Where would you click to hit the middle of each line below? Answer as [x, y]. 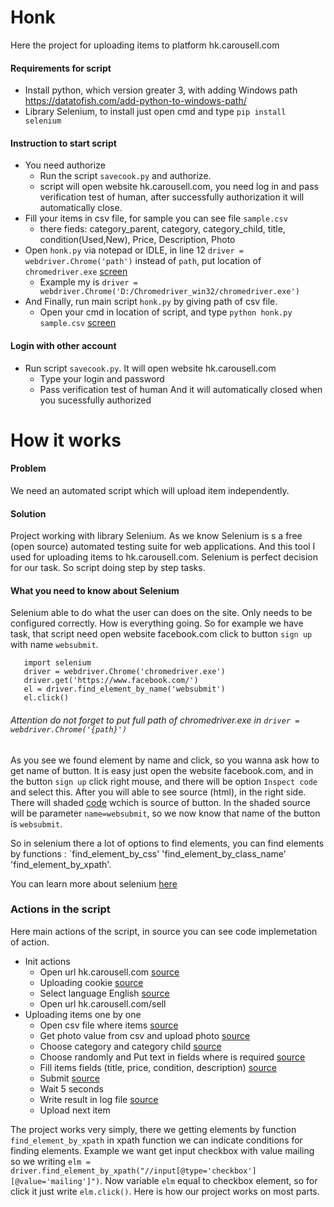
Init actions [47, 961]
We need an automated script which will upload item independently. [150, 490]
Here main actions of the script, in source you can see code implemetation [164, 931]
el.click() [46, 698]
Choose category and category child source [130, 1046]
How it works [66, 440]
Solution [28, 513]
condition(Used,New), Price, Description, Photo [137, 240]
